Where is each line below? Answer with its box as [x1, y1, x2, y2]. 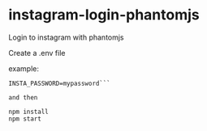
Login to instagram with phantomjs [8, 32, 124, 42]
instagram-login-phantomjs [8, 6, 201, 24]
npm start [8, 115, 42, 123]
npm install [8, 108, 49, 116]
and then [8, 93, 38, 102]
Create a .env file [8, 48, 66, 57]
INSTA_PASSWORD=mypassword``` [8, 79, 111, 87]
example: [8, 63, 39, 74]
